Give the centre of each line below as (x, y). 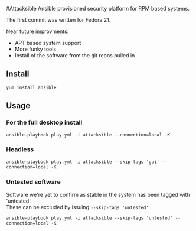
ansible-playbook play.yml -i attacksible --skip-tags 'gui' (83, 162)
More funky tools (35, 49)
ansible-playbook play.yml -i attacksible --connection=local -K (88, 135)
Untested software (33, 181)
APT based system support (48, 43)
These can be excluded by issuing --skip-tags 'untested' (78, 207)
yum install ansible (32, 87)
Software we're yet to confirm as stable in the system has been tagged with (98, 195)
